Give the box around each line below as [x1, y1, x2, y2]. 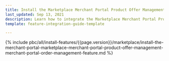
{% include [5, 39, 28, 45]
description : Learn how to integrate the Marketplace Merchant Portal [5, 16, 156, 21]
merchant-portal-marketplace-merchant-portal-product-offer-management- [5, 44, 163, 50]
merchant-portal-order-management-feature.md [5, 50, 106, 56]
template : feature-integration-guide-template [5, 21, 105, 26]
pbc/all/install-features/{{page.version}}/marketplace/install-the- [29, 39, 164, 45]
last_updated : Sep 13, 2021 [5, 12, 64, 17]
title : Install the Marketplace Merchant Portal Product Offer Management [5, 7, 165, 12]
